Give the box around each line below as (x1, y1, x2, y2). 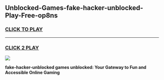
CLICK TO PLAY (5, 26, 43, 33)
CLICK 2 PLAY (5, 44, 39, 51)
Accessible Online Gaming (5, 69, 60, 75)
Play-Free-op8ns (5, 12, 58, 20)
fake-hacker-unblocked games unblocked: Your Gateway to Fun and (5, 64, 146, 70)
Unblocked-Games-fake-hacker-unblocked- (5, 4, 143, 12)
